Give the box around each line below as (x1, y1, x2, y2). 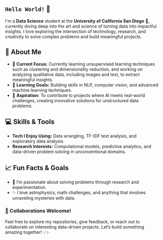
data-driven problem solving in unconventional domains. (12, 149, 126, 155)
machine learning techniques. (12, 87, 72, 93)
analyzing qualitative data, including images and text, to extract (12, 71, 140, 77)
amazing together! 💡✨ (5, 229, 50, 235)
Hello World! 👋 (5, 5, 50, 13)
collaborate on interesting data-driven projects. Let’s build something (5, 224, 144, 230)
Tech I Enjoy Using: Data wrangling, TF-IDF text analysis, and (12, 133, 137, 139)
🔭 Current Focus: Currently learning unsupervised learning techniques (12, 61, 155, 67)
